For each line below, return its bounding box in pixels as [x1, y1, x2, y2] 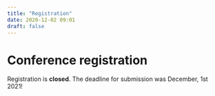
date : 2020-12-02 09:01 [7, 16, 76, 23]
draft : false [7, 23, 45, 29]
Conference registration [7, 52, 148, 68]
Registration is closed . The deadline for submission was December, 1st [7, 75, 208, 83]
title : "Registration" [7, 10, 72, 17]
